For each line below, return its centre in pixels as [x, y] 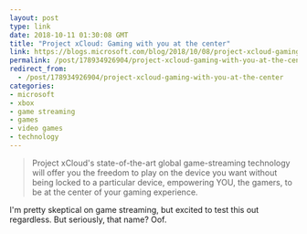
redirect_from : [38, 69]
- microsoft [32, 94]
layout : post [34, 18]
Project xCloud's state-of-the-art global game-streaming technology [161, 163]
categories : [32, 86]
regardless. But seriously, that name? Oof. [88, 219]
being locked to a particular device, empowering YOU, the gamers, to [162, 182]
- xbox [22, 103]
